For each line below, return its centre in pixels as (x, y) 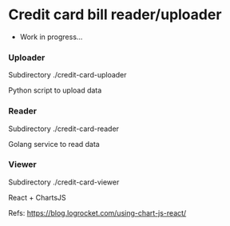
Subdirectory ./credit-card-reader (64, 129)
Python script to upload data (55, 90)
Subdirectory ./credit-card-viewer (64, 182)
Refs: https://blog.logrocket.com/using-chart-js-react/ (97, 212)
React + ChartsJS (37, 197)
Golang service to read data (54, 144)
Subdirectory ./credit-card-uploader (67, 75)
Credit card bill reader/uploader (115, 15)
